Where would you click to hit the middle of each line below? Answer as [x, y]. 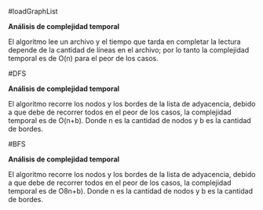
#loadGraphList [33, 11]
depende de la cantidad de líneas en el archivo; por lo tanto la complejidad [129, 50]
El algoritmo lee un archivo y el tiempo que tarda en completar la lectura [124, 42]
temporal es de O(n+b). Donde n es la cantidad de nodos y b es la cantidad [130, 120]
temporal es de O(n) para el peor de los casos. [84, 58]
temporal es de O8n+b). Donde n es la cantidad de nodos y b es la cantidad [131, 191]
